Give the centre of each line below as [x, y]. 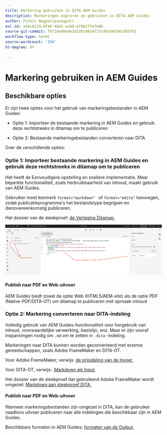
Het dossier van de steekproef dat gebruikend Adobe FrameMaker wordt [80, 379]
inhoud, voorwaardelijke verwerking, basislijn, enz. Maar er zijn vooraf [77, 330]
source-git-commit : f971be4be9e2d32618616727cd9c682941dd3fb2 [71, 32]
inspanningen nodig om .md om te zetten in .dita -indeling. [66, 335]
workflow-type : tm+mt [28, 37]
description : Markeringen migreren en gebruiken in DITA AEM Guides [78, 16]
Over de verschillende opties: [35, 147]
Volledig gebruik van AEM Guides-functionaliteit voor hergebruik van [76, 325]
